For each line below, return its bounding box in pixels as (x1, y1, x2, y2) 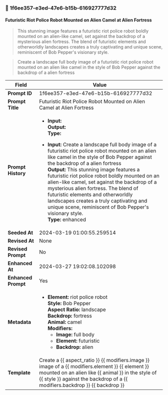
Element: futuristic (55, 337, 100, 344)
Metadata (7, 318, 31, 325)
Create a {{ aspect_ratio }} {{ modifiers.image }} (39, 357, 150, 364)
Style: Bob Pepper (47, 300, 91, 307)
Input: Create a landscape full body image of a (47, 141, 156, 148)
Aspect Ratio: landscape (47, 306, 106, 313)
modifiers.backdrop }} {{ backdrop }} (39, 382, 125, 389)
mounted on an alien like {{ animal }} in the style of (39, 369, 157, 376)
